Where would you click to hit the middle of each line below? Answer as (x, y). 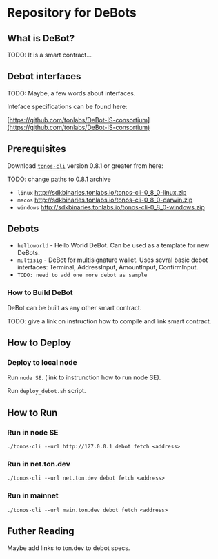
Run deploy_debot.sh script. (47, 391)
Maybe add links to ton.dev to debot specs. (69, 548)
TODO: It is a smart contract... (49, 55)
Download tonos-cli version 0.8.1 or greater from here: (85, 165)
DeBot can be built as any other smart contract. (75, 307)
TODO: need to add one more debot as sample (82, 275)
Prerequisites (37, 149)
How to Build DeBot (40, 293)
